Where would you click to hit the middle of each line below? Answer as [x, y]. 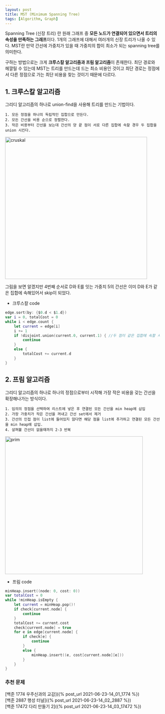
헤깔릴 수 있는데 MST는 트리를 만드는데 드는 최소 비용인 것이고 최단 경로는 [76, 68]
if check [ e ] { [37, 637]
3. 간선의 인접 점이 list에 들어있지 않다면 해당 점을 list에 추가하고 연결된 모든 [78, 419]
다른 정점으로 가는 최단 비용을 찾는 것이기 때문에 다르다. [63, 75]
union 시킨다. [18, 130]
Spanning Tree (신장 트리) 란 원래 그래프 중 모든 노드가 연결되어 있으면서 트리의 [81, 33]
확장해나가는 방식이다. [26, 398]
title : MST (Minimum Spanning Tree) [42, 14]
